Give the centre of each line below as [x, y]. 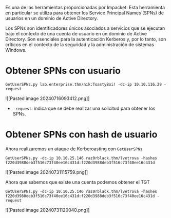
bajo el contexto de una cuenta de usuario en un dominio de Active [76, 34]
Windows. [16, 50]
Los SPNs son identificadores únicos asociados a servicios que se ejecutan [85, 28]
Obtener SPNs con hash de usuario [81, 135]
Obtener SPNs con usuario [63, 71]
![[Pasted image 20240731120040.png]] [47, 210]
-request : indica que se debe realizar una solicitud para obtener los [84, 108]
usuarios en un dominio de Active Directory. [52, 18]
